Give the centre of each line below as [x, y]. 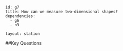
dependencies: [20, 16]
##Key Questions [24, 43]
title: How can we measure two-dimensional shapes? [61, 12]
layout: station [23, 34]
